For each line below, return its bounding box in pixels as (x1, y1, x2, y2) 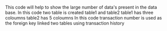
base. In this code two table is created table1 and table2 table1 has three (5, 9, 153, 15)
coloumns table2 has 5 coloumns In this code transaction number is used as (5, 15, 162, 20)
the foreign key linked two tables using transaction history (5, 20, 124, 26)
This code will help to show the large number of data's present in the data (5, 4, 157, 10)
